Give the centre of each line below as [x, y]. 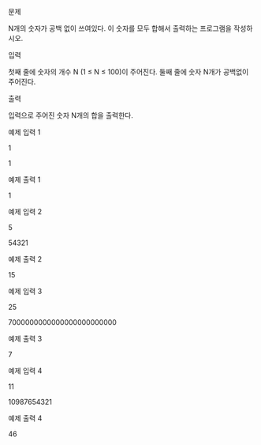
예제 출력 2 [25, 259]
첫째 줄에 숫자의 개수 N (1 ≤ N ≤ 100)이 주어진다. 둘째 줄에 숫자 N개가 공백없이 [129, 72]
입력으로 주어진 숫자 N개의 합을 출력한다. [71, 115]
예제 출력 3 [25, 339]
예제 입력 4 [25, 371]
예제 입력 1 [24, 132]
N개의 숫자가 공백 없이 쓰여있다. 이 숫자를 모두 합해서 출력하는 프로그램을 [120, 28]
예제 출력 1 [24, 179]
